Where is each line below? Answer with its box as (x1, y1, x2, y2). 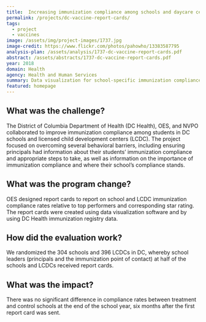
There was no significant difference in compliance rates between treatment (6, 296, 197, 304)
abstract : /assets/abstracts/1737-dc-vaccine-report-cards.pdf (6, 55, 172, 61)
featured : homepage (6, 83, 56, 90)
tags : (6, 20, 20, 26)
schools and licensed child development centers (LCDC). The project (6, 135, 181, 142)
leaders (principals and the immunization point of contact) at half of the (6, 255, 186, 263)
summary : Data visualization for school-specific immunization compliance (6, 77, 202, 83)
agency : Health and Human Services (6, 72, 97, 78)
